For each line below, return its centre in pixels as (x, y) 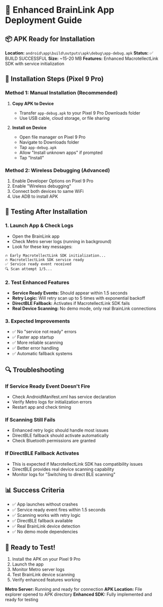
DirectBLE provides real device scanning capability (63, 469)
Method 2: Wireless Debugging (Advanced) (58, 170)
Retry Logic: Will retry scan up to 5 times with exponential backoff (79, 298)
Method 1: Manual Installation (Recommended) (61, 93)
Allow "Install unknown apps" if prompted (61, 152)
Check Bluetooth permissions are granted (54, 441)
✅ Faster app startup (33, 337)
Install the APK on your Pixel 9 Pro (46, 559)
